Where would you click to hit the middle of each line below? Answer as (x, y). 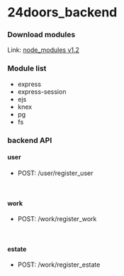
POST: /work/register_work (57, 219)
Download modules (41, 35)
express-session (42, 91)
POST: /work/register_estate (59, 265)
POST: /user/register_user (55, 173)
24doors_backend (62, 12)
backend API (30, 140)
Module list (27, 68)
